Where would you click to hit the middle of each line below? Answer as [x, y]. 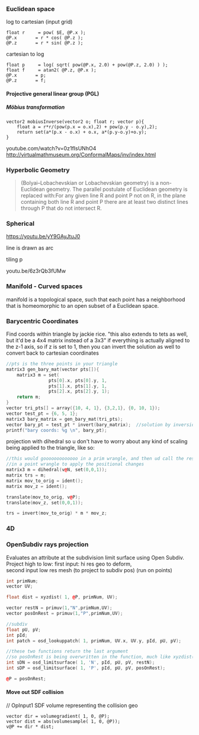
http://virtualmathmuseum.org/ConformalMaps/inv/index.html [81, 154]
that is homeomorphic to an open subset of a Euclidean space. [83, 305]
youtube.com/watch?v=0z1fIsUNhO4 [51, 148]
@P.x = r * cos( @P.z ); [45, 38]
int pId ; [17, 635]
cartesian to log [25, 54]
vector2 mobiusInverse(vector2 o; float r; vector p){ [75, 122]
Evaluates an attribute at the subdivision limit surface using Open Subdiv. [95, 557]
